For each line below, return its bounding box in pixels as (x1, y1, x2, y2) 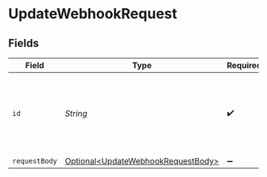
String (64, 108, 87, 119)
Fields (8, 37, 40, 50)
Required (226, 60, 262, 71)
